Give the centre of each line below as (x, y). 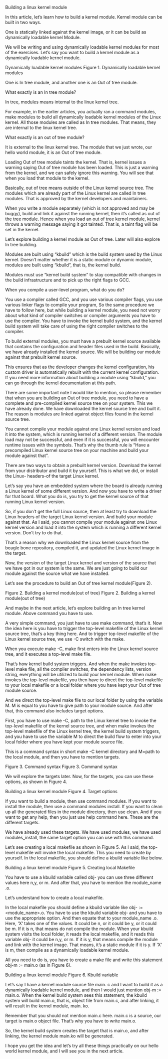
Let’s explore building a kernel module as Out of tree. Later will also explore (82, 239)
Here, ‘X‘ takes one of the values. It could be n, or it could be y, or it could (81, 923)
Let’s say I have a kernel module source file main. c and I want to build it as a (84, 985)
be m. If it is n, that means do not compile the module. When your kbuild (79, 929)
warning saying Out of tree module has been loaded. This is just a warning (82, 167)
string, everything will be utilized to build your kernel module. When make (81, 674)
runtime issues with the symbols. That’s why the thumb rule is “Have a (77, 445)
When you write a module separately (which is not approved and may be (80, 208)
